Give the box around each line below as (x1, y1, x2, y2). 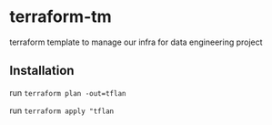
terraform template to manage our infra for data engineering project (9, 36, 263, 47)
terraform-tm (9, 6, 112, 27)
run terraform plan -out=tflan (9, 87, 126, 98)
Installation (9, 63, 75, 78)
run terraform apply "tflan (9, 105, 115, 116)
